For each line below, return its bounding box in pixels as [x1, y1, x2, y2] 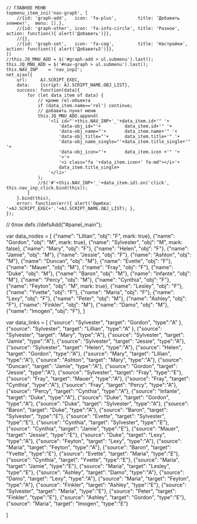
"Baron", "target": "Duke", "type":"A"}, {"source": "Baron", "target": [6, 406, 168, 413]
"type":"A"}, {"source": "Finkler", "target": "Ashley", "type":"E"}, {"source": [6, 482, 187, 488]
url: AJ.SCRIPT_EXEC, [16, 77, 81, 83]
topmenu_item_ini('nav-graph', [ [6, 10, 88, 16]
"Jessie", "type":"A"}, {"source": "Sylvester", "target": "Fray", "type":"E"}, [6, 369, 183, 376]
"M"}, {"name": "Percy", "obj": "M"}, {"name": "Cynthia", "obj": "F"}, [6, 276, 171, 283]
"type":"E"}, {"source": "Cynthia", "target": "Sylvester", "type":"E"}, [6, 419, 169, 426]
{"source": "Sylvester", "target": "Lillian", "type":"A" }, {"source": [6, 325, 162, 332]
